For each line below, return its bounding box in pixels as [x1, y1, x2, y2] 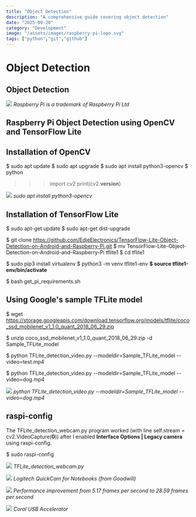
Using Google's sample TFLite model [6, 295, 143, 305]
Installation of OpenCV [6, 147, 91, 157]
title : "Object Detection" [6, 8, 72, 15]
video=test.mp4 [6, 358, 45, 365]
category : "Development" [6, 25, 67, 31]
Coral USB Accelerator [13, 505, 68, 512]
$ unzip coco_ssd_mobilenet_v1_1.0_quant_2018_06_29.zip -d [6, 334, 153, 341]
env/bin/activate [6, 267, 47, 274]
